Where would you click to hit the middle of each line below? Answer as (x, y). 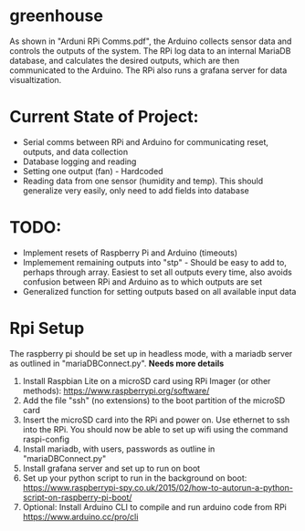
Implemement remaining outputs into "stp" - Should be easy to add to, (155, 262)
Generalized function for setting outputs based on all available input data (159, 291)
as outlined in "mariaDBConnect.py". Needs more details (117, 363)
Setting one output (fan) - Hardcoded (93, 171)
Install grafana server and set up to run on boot (111, 468)
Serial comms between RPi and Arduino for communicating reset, (146, 141)
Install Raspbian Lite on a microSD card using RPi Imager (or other (147, 380)
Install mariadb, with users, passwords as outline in (119, 449)
